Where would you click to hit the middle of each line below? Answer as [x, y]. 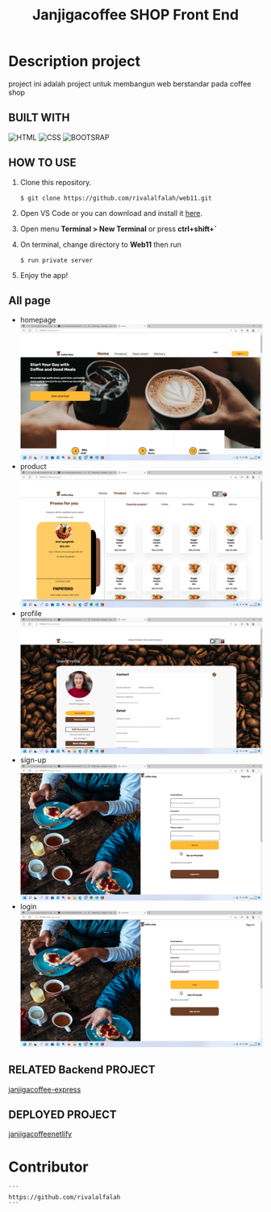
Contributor [48, 1167]
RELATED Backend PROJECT [82, 1070]
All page [29, 300]
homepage [38, 320]
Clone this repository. [56, 182]
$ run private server [56, 260]
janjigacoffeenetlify [40, 1134]
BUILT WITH [39, 118]
